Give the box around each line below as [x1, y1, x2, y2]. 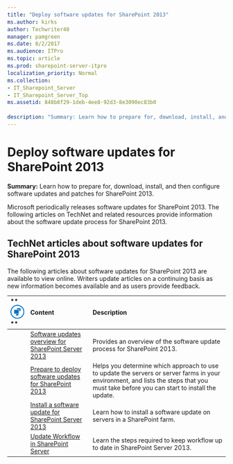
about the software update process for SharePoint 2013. [7, 217, 168, 225]
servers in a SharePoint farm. [92, 415, 175, 424]
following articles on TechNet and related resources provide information [7, 210, 213, 218]
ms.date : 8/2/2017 [7, 40, 60, 48]
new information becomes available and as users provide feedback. [7, 282, 201, 290]
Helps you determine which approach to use [92, 361, 219, 370]
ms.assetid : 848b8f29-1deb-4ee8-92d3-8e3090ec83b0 [7, 99, 157, 106]
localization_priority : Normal [7, 69, 98, 76]
